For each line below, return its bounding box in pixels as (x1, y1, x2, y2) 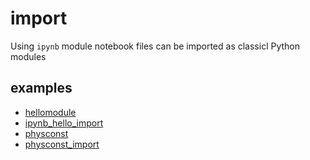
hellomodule (24, 106, 77, 118)
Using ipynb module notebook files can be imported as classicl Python (10, 40, 301, 52)
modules (10, 50, 47, 62)
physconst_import (24, 138, 100, 150)
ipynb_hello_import (24, 117, 104, 129)
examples (10, 80, 73, 97)
